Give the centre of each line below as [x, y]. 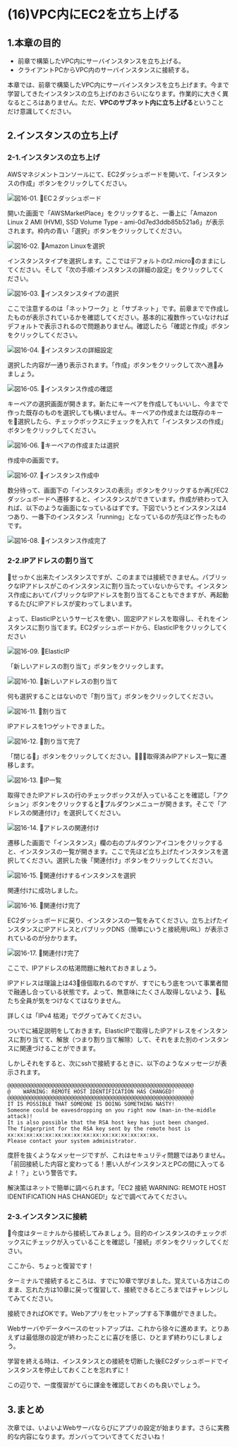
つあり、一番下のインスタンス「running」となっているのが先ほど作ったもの [117, 517]
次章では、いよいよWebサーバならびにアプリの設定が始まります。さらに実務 [119, 1428]
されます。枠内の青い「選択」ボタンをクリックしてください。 [96, 231]
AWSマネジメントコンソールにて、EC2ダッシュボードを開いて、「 [102, 174]
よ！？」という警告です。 [44, 1172]
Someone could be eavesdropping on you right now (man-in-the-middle [112, 1110]
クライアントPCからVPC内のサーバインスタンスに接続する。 [105, 70]
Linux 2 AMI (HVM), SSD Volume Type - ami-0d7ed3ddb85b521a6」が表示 [116, 222]
